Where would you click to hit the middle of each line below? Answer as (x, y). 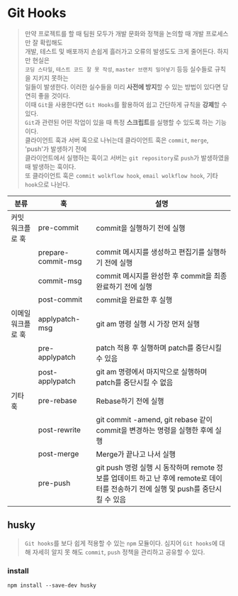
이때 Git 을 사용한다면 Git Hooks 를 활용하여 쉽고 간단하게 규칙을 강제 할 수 (126, 104)
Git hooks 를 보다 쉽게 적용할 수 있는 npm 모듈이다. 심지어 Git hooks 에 (121, 543)
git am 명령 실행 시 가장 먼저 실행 (148, 324)
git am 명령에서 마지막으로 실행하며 (152, 372)
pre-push (54, 482)
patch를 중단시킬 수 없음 (135, 382)
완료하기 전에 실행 (124, 287)
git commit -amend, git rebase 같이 (154, 419)
